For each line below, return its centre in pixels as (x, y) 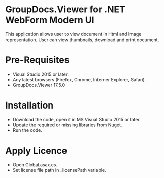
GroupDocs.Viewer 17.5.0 (39, 85)
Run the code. (27, 130)
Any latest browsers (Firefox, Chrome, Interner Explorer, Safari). (79, 79)
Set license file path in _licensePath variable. (59, 170)
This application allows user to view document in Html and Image (73, 34)
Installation (29, 105)
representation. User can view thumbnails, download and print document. (82, 40)
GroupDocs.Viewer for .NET (65, 9)
